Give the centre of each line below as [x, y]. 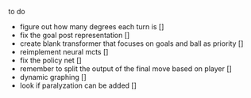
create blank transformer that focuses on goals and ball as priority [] [131, 43]
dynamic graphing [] [53, 77]
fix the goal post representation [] [75, 35]
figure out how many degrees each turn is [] [92, 26]
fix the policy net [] [50, 60]
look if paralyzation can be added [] [78, 85]
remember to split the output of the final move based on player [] [125, 69]
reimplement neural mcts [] [64, 52]
